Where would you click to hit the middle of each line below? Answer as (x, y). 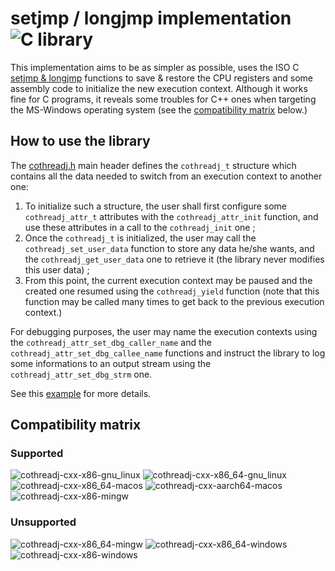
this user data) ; (57, 269)
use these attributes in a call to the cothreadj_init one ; (140, 227)
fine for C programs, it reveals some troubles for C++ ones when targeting (163, 99)
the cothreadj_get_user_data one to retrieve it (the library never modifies (174, 259)
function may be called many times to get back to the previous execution (174, 301)
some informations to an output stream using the (111, 363)
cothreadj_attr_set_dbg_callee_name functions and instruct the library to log (168, 353)
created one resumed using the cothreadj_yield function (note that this (172, 291)
